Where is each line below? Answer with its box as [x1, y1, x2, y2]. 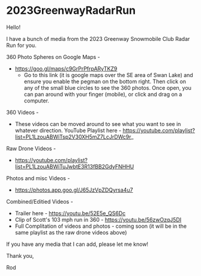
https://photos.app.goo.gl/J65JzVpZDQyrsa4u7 [14, 186, 133, 193]
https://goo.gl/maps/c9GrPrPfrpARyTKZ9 [14, 64, 118, 72]
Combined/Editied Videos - [6, 198, 73, 205]
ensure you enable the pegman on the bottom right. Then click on [23, 78, 187, 85]
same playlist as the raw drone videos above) [14, 228, 127, 236]
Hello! [6, 24, 21, 31]
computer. [23, 97, 50, 104]
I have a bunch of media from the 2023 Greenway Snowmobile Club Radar [6, 35, 190, 42]
